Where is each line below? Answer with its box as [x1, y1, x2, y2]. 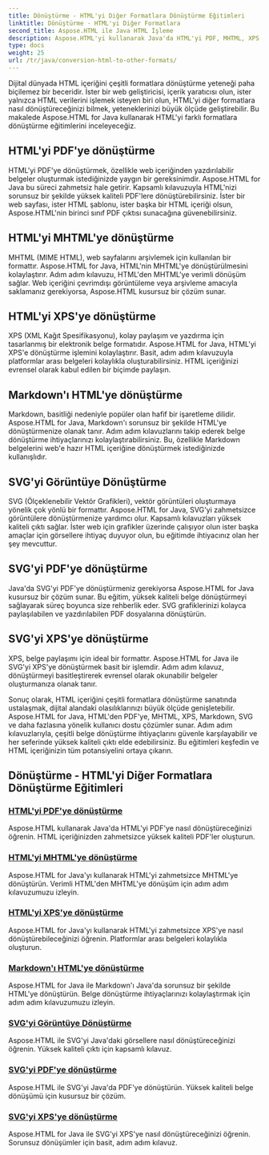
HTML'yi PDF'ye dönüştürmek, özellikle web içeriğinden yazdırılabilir [8, 165, 235, 175]
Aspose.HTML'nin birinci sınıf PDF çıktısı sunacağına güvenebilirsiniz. [8, 207, 238, 217]
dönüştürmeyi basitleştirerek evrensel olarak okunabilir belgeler [8, 670, 219, 680]
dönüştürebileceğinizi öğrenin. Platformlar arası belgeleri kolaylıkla [8, 934, 227, 944]
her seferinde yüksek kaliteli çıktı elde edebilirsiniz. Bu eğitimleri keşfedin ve [8, 737, 259, 747]
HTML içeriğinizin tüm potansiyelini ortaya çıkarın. [8, 746, 174, 755]
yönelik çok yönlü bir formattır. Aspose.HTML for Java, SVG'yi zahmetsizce [8, 505, 256, 514]
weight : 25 [8, 49, 45, 57]
